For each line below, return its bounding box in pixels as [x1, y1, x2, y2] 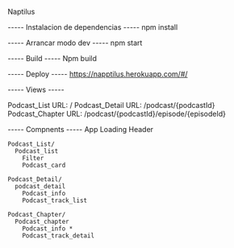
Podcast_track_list [22, 196, 88, 205]
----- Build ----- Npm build [7, 54, 98, 63]
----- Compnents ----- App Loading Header [7, 125, 154, 134]
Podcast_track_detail [22, 232, 94, 240]
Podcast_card [22, 161, 66, 169]
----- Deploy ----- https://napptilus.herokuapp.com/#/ [7, 69, 188, 79]
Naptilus [7, 7, 36, 16]
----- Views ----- [7, 85, 65, 94]
